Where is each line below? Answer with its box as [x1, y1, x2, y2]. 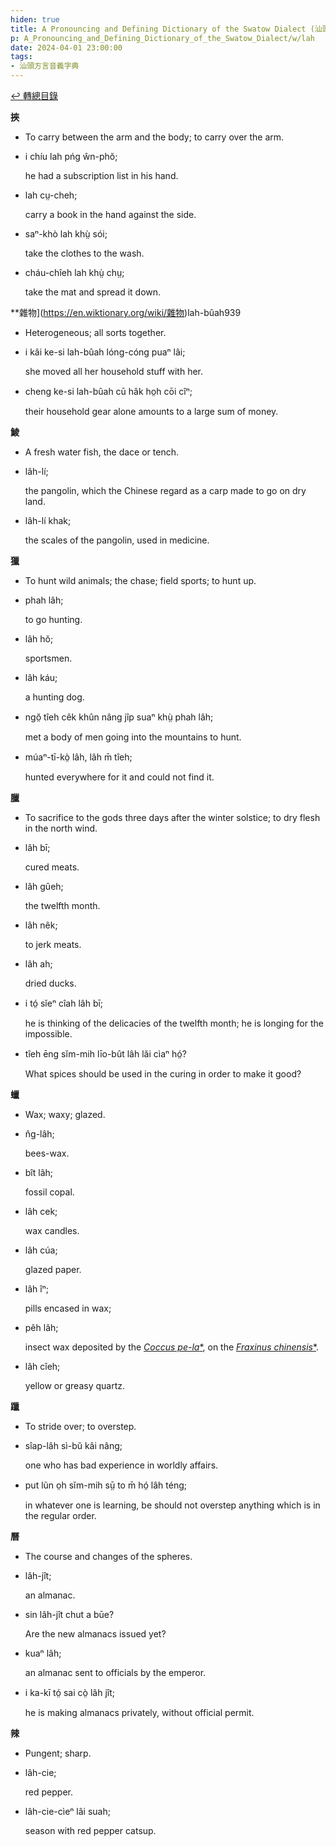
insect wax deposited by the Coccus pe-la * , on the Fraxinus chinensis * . [24, 1341, 320, 1353]
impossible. [24, 1028, 73, 1040]
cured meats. [24, 861, 80, 873]
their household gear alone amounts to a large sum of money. [24, 406, 279, 417]
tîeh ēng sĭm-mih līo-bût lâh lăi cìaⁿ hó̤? [24, 1048, 187, 1060]
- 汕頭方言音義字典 [10, 61, 80, 71]
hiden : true [10, 14, 60, 25]
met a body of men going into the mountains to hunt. [24, 731, 242, 743]
